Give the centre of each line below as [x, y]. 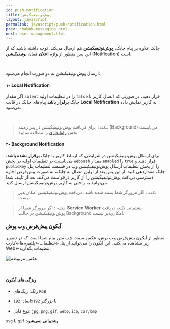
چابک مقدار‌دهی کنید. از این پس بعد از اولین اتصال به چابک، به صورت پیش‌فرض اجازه [86, 172]
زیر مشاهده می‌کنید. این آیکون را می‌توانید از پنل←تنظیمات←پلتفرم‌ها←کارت [78, 243]
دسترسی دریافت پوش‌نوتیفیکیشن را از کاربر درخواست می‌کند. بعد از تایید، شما [80, 177]
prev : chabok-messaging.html [37, 29]
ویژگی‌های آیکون [21, 280]
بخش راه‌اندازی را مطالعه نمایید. [49, 133]
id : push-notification [30, 10]
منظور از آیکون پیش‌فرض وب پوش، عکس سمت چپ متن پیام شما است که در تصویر [85, 237]
